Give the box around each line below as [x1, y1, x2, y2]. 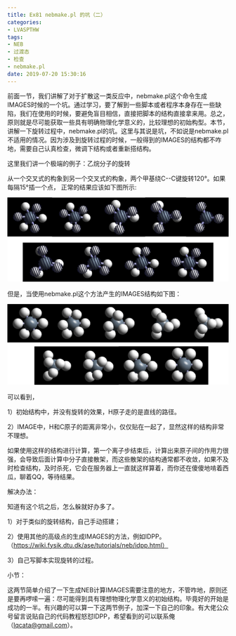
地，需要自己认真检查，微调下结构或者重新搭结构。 [7, 144, 155, 152]
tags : [7, 34, 23, 41]
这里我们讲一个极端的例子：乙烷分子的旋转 [7, 159, 131, 168]
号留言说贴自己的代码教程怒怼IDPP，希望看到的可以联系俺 [7, 611, 176, 621]
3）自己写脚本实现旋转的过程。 [7, 555, 98, 564]
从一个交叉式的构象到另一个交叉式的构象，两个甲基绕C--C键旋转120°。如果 [7, 174, 226, 183]
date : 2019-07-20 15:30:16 [7, 70, 86, 77]
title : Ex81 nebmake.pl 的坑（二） [7, 11, 107, 18]
